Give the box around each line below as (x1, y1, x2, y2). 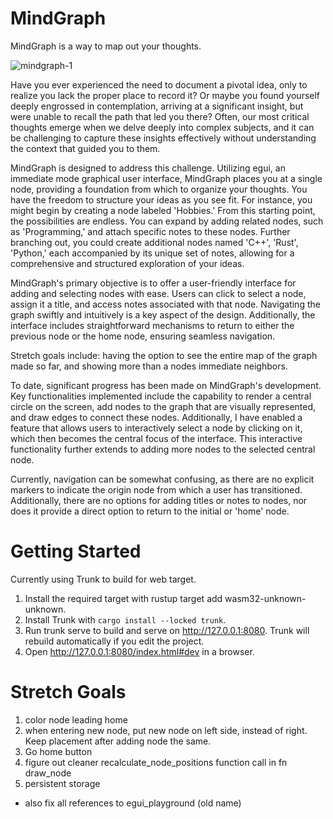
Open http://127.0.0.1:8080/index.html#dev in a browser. (24, 645, 255, 657)
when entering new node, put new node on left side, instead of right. (24, 724, 308, 736)
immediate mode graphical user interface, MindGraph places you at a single (10, 172, 323, 184)
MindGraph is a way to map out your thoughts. (10, 40, 202, 52)
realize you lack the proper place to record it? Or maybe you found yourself (10, 89, 321, 101)
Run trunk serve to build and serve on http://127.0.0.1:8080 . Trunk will (24, 624, 310, 636)
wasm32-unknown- (224, 592, 307, 604)
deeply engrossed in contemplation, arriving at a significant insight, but (10, 100, 304, 112)
